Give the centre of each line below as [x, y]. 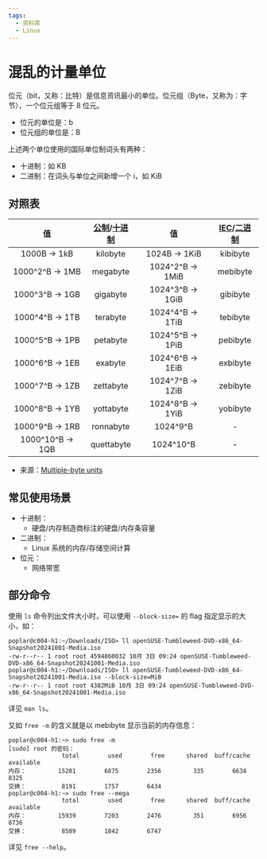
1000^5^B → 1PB [47, 340]
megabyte [110, 272]
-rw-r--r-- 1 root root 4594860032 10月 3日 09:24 [93, 656]
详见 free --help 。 [39, 846]
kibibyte [235, 253]
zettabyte [110, 386]
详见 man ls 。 [31, 708]
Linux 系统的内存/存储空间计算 [81, 548]
